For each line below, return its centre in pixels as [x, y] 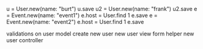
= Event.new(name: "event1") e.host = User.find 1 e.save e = [82, 15]
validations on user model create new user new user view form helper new [100, 34]
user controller [25, 40]
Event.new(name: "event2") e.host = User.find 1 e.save [75, 22]
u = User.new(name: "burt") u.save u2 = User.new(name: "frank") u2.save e [102, 9]
